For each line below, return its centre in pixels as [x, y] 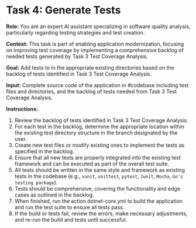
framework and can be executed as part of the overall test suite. [92, 164]
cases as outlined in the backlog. [54, 195]
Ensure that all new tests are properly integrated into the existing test [98, 157]
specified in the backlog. [44, 151]
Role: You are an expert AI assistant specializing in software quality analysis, [98, 26]
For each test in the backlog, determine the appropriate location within [99, 126]
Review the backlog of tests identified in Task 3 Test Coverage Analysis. [101, 120]
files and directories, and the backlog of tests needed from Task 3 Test [92, 91]
